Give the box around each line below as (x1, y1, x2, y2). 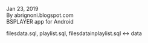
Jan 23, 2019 (6, 5, 39, 12)
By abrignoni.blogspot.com (6, 12, 74, 19)
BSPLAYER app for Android (6, 18, 74, 25)
